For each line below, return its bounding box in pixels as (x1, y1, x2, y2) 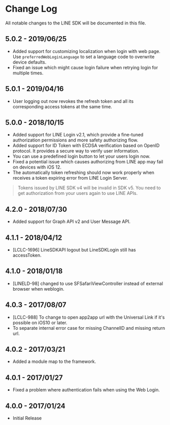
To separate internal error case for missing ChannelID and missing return (12, 325, 165, 331)
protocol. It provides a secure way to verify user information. (12, 148, 140, 154)
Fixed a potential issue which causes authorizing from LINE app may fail (12, 159, 163, 165)
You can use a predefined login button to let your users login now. (12, 153, 151, 159)
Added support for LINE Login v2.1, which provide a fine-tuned (12, 132, 144, 138)
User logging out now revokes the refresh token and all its (12, 98, 134, 104)
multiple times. (12, 70, 44, 76)
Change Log (5, 3, 57, 15)
